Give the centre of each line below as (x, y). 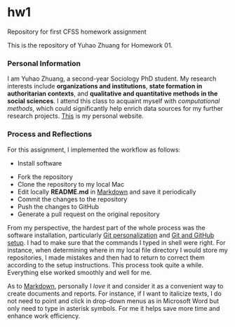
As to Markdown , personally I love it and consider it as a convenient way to (115, 286)
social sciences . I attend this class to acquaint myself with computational (114, 101)
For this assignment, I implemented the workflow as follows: (94, 149)
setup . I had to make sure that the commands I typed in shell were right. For (116, 242)
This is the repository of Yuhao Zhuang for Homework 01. (90, 45)
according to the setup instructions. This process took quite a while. (105, 265)
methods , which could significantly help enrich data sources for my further (115, 109)
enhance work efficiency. (44, 316)
